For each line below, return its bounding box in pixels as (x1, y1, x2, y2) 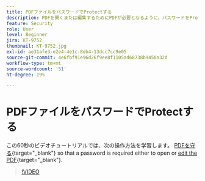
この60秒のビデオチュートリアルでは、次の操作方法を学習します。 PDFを (6, 142, 190, 149)
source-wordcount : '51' (6, 65, 67, 72)
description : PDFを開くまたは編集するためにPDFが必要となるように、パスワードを (6, 15, 190, 21)
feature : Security (6, 20, 53, 26)
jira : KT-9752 (6, 37, 43, 43)
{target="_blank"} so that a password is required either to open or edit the (12, 149, 197, 157)
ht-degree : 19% (6, 72, 45, 78)
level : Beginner (6, 32, 48, 38)
